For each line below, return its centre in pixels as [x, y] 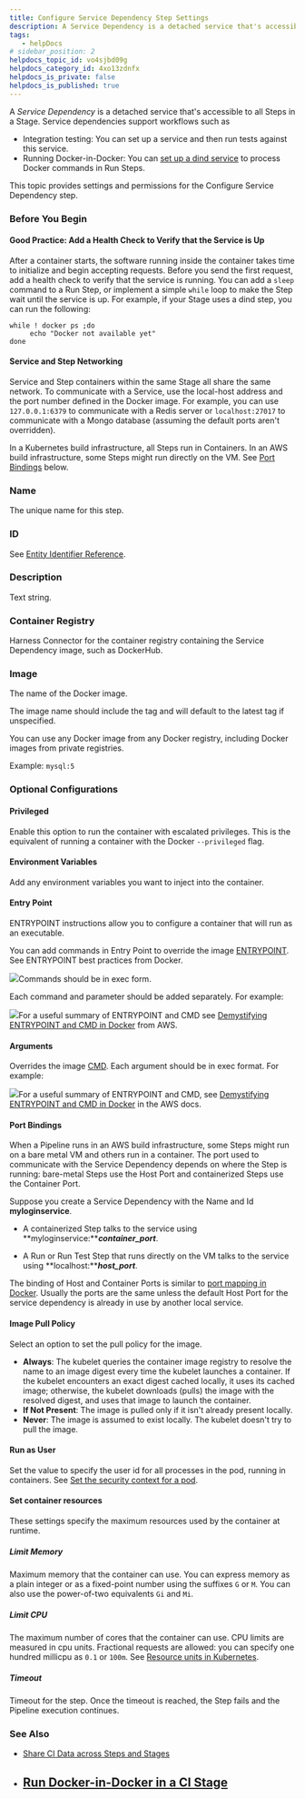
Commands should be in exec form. [85, 978]
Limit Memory [36, 1551]
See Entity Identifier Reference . [68, 554]
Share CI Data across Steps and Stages [96, 1754]
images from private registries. [67, 748]
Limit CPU [29, 1614]
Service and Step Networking [66, 361]
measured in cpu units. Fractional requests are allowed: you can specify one [152, 1647]
